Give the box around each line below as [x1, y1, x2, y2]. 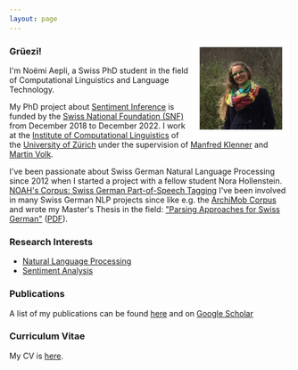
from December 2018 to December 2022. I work [9, 120, 186, 131]
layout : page [9, 14, 58, 23]
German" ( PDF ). [9, 213, 69, 224]
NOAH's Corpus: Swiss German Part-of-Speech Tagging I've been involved [9, 185, 286, 195]
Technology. [9, 84, 55, 95]
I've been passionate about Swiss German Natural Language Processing [9, 166, 275, 177]
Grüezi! [9, 45, 42, 57]
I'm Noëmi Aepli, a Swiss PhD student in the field [9, 65, 189, 76]
